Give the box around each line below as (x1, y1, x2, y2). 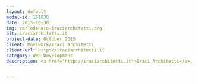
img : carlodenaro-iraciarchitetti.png (6, 25, 102, 31)
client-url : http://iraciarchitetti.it (6, 47, 105, 53)
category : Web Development (6, 53, 73, 59)
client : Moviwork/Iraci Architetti (6, 42, 95, 48)
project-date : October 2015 (6, 36, 76, 42)
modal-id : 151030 (6, 14, 49, 20)
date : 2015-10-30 (6, 20, 49, 25)
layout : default (6, 8, 46, 15)
